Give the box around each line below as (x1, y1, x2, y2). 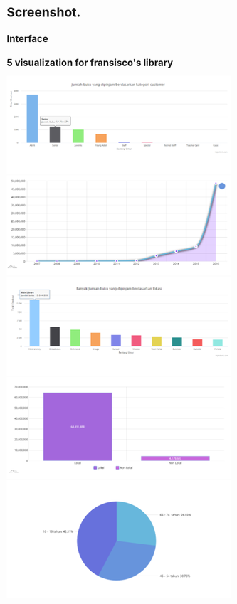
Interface (6, 33, 48, 45)
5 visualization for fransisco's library (6, 56, 174, 68)
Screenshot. (6, 4, 81, 21)
